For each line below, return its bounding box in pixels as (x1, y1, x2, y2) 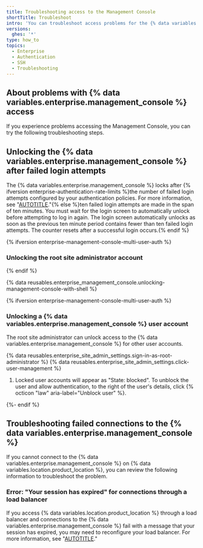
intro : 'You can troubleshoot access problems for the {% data (6, 20, 170, 26)
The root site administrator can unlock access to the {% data (6, 334, 158, 341)
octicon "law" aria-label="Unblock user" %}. (15, 389, 127, 397)
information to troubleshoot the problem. (6, 473, 108, 480)
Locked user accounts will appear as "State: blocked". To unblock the (15, 376, 189, 383)
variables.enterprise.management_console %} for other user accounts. (6, 340, 184, 347)
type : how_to (6, 37, 39, 43)
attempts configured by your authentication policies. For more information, (6, 194, 192, 202)
